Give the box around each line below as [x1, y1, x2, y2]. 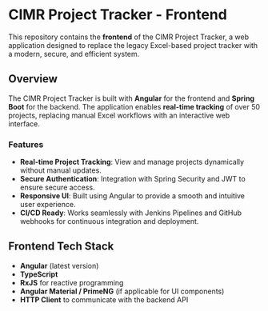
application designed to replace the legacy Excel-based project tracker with [8, 40, 258, 50]
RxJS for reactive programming [19, 277, 124, 287]
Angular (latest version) [19, 261, 99, 270]
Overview [8, 72, 58, 86]
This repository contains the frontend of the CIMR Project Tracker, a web [8, 32, 250, 42]
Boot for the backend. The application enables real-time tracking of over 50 [8, 102, 261, 111]
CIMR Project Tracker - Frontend [8, 6, 228, 24]
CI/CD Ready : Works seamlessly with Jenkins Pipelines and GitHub [19, 208, 242, 217]
